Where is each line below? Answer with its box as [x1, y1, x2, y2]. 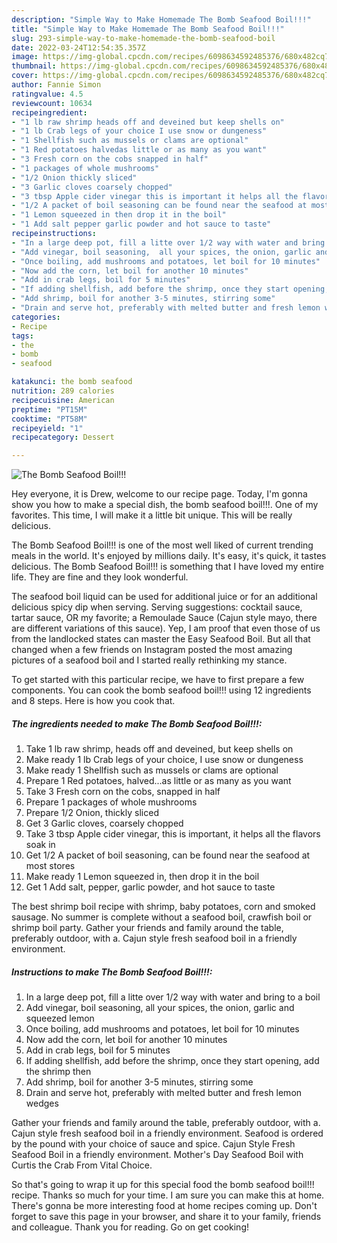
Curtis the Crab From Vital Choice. [11, 1159, 153, 1171]
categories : [11, 312, 61, 322]
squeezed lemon [25, 1012, 95, 1025]
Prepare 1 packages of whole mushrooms [25, 796, 198, 808]
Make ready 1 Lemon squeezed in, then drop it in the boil [25, 871, 260, 883]
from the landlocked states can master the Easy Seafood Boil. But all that [11, 633, 311, 645]
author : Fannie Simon [11, 80, 102, 90]
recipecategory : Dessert [11, 432, 115, 443]
